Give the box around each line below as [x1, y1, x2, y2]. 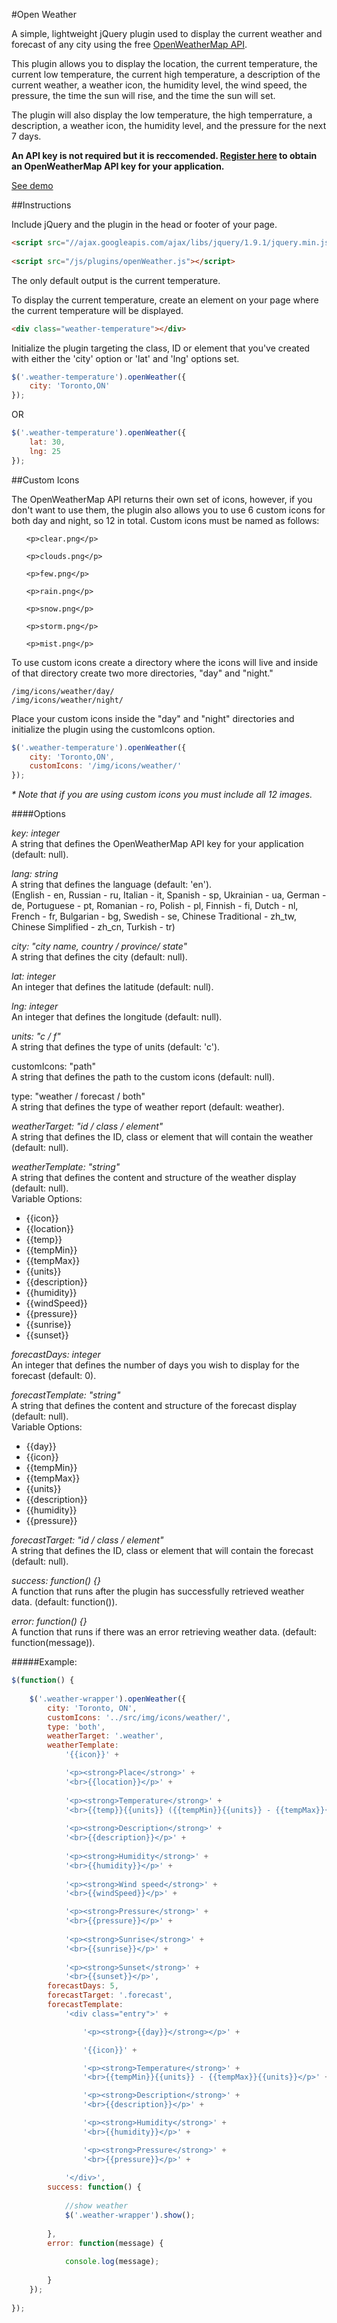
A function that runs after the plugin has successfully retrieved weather [11, 1585, 305, 1598]
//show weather [64, 2201, 129, 2211]
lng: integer [11, 1000, 59, 1013]
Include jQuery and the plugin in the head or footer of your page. [11, 219, 278, 230]
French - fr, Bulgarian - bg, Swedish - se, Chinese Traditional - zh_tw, [11, 910, 297, 923]
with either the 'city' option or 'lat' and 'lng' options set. [11, 352, 240, 364]
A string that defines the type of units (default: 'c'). [11, 1041, 221, 1053]
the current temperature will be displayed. [11, 304, 184, 316]
